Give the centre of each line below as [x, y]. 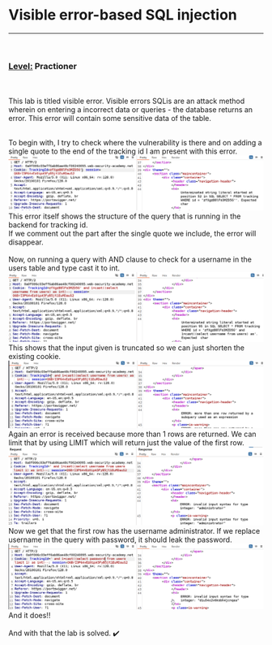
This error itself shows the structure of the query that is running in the [125, 216]
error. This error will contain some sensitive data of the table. [110, 119]
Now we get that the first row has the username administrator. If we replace [134, 530]
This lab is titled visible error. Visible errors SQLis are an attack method [127, 101]
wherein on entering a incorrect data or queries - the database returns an [131, 110]
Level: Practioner [42, 66]
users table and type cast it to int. [64, 268]
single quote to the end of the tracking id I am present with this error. [123, 151]
